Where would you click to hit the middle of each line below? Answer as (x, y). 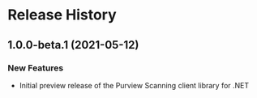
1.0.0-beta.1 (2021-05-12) (73, 45)
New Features (36, 68)
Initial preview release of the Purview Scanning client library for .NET (134, 85)
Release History (62, 15)
